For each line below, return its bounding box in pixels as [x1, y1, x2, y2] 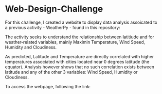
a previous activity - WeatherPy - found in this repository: [5, 24, 121, 30]
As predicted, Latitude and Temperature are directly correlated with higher [5, 53, 154, 59]
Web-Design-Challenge [5, 3, 103, 15]
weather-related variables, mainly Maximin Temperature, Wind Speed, [5, 39, 145, 45]
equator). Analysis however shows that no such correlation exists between [5, 64, 155, 70]
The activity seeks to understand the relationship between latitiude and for [5, 34, 154, 40]
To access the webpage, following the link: [5, 83, 91, 89]
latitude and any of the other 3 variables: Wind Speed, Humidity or [5, 69, 138, 75]
